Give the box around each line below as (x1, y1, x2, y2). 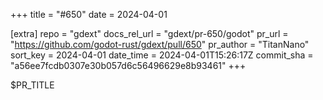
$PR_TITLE (10, 79, 55, 91)
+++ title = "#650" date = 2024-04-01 (10, 9, 168, 20)
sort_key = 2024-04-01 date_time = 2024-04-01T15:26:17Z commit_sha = (10, 49, 314, 61)
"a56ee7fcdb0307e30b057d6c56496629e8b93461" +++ (10, 60, 247, 71)
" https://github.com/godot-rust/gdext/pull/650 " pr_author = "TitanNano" (10, 39, 310, 50)
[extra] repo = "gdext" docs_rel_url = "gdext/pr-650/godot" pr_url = (10, 28, 289, 39)
